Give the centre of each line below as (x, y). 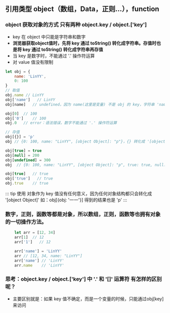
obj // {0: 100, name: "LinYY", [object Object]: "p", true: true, (79, 165)
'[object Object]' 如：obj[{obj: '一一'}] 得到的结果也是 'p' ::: (66, 200)
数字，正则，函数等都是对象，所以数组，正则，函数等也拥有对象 (83, 214)
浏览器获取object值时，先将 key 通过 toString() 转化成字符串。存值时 (84, 43)
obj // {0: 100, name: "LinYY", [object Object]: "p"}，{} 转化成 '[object (85, 142)
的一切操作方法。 (26, 221)
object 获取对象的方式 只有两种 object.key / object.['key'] (76, 25)
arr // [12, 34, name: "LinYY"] (48, 256)
